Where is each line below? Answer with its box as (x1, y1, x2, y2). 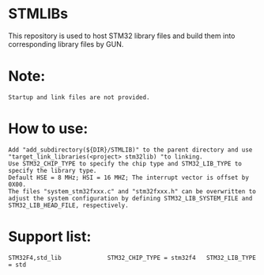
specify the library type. (8, 166, 97, 174)
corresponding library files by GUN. (8, 39, 124, 48)
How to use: (8, 120, 89, 138)
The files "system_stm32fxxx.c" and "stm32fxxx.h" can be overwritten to (8, 187, 257, 195)
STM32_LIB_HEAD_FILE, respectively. (8, 201, 129, 209)
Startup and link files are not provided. (8, 93, 150, 101)
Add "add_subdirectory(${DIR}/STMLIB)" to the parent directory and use (8, 146, 253, 154)
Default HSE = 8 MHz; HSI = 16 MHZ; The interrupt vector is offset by (8, 174, 249, 181)
